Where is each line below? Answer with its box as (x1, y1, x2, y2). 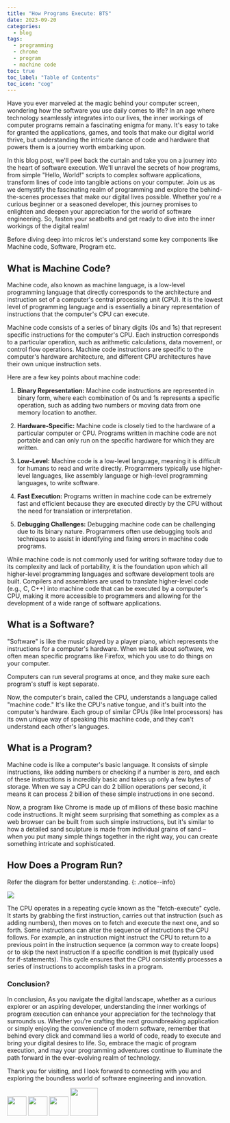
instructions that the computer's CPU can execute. (7, 310, 150, 318)
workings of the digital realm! (7, 222, 90, 230)
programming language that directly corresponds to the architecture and (7, 288, 212, 296)
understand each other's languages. (7, 722, 110, 731)
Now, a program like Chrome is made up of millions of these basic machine (7, 803, 218, 811)
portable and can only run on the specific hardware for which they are (16, 436, 215, 445)
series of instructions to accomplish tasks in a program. (7, 962, 164, 970)
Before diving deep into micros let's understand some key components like (7, 235, 218, 244)
